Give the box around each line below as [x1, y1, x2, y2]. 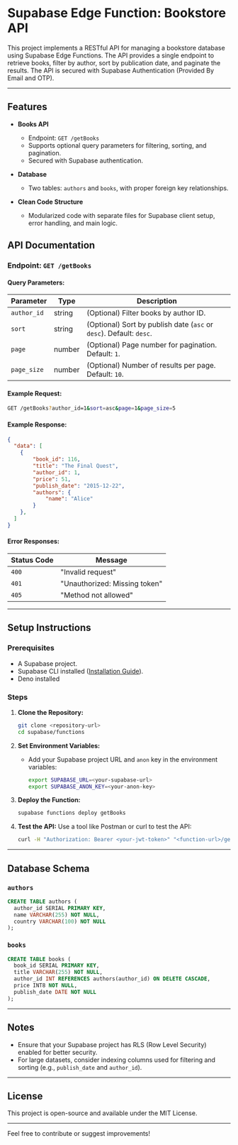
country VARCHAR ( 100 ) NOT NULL [13, 918, 106, 925]
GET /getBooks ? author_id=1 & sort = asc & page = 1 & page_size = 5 [7, 405, 176, 412]
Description [137, 296, 177, 306]
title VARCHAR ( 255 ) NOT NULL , [13, 969, 103, 976]
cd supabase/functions [17, 728, 85, 735]
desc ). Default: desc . [86, 329, 152, 339]
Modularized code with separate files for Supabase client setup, [28, 211, 215, 219]
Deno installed [17, 674, 60, 683]
